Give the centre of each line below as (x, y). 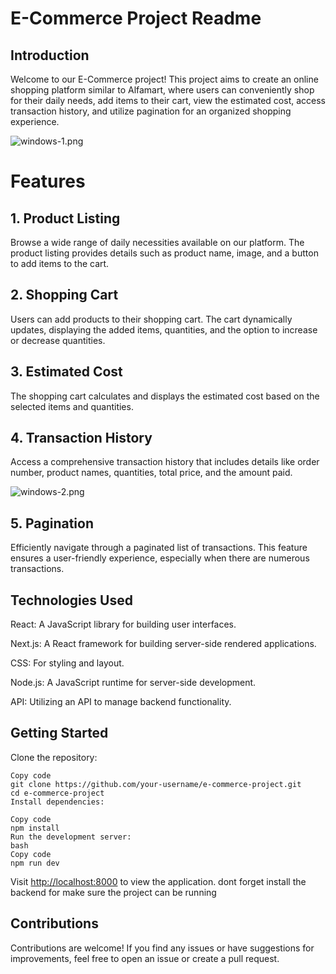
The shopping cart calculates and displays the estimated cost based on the (165, 396)
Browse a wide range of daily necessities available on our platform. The (157, 242)
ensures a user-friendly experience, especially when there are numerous (160, 558)
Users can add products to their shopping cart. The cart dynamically (151, 319)
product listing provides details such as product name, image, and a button (164, 253)
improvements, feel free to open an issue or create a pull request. (145, 958)
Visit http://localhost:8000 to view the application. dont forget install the (158, 881)
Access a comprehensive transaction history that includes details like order (165, 462)
